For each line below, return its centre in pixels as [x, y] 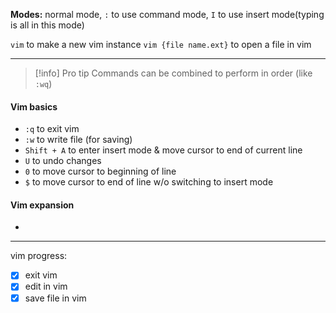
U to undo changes [63, 161]
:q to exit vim [52, 129]
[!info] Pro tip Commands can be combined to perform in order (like [173, 73]
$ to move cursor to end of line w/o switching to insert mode [149, 182]
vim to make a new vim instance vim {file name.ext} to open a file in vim [161, 44]
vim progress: [39, 256]
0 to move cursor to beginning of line [100, 171]
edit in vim [46, 286]
